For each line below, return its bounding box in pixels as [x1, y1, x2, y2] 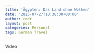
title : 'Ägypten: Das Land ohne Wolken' [5, 7, 91, 12]
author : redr [5, 16, 32, 21]
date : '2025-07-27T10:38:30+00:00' [5, 12, 79, 17]
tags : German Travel [5, 30, 48, 35]
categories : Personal [5, 26, 50, 30]
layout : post [5, 21, 32, 26]
